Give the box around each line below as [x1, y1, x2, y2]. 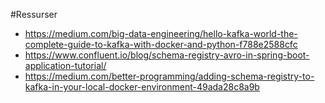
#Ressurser [10, 9, 58, 20]
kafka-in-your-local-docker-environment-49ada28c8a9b [24, 81, 260, 93]
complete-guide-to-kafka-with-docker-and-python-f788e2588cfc [24, 39, 298, 50]
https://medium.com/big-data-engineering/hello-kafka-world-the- [24, 28, 298, 39]
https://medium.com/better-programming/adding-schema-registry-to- [24, 70, 315, 82]
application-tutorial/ [24, 60, 107, 71]
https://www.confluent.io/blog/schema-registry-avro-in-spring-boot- [24, 49, 310, 61]
